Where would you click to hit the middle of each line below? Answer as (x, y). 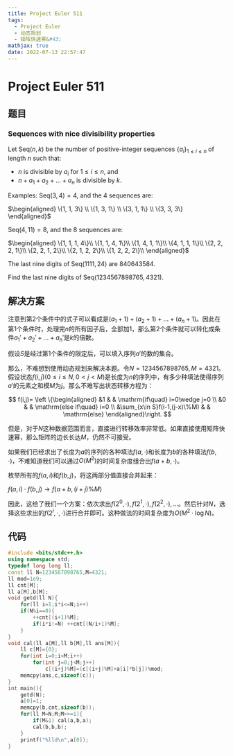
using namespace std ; (39, 560)
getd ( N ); (33, 695)
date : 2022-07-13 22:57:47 (47, 53)
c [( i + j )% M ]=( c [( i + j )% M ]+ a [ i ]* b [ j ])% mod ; (104, 669)
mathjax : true (28, 46)
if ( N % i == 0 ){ (37, 611)
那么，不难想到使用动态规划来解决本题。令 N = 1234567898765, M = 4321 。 (116, 368)
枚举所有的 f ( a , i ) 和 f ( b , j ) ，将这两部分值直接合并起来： (83, 475)
